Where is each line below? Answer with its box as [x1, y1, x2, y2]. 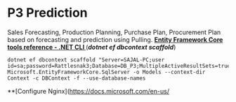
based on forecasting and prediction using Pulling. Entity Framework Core [7, 35, 223, 43]
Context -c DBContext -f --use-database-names [7, 75, 146, 82]
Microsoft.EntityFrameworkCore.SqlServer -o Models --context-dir [7, 68, 206, 75]
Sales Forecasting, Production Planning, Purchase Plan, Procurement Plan [7, 28, 221, 36]
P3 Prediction [7, 5, 88, 21]
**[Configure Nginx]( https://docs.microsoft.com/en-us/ [7, 87, 170, 95]
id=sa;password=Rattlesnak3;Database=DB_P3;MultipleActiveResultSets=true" [7, 62, 234, 69]
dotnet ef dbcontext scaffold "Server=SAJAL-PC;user [7, 56, 165, 64]
